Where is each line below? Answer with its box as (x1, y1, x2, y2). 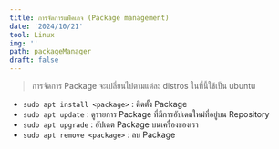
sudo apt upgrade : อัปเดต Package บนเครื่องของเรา (22, 119, 199, 130)
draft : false (9, 55, 59, 65)
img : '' (9, 38, 39, 48)
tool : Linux (9, 30, 55, 39)
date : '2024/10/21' (9, 22, 84, 31)
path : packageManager (9, 47, 92, 56)
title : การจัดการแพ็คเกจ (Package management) (9, 13, 170, 23)
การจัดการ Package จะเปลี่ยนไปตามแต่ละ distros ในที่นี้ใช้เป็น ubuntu (31, 81, 256, 91)
